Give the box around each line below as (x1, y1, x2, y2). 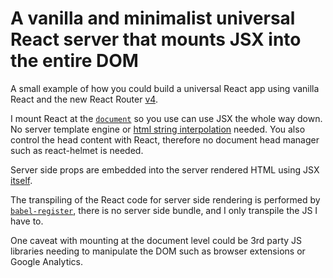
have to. (10, 215, 44, 227)
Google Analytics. (10, 255, 84, 267)
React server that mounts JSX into (10, 28, 302, 51)
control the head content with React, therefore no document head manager (10, 133, 320, 146)
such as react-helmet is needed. (10, 144, 144, 156)
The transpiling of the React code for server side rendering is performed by (10, 193, 321, 206)
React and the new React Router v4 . (10, 93, 158, 105)
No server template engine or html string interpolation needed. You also (10, 123, 306, 135)
